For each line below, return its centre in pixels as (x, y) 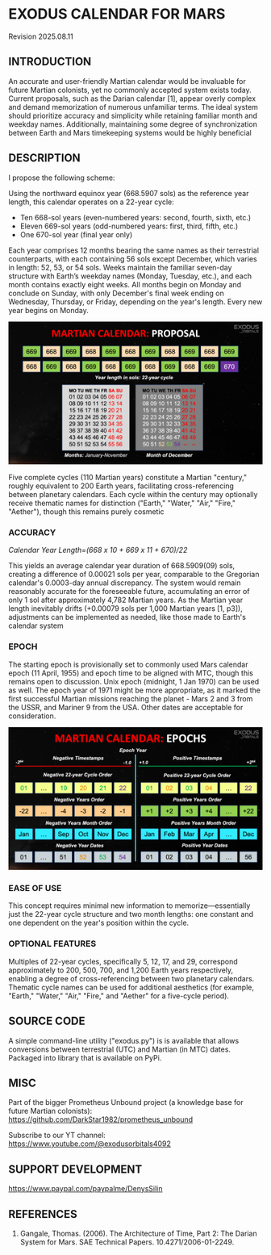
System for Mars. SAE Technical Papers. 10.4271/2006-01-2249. (127, 1242)
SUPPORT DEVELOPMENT (75, 1169)
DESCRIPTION (44, 158)
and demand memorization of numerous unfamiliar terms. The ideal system (133, 107)
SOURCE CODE (47, 1021)
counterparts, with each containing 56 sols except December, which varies (133, 258)
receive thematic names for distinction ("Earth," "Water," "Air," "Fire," (122, 503)
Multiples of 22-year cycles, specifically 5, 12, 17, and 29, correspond (123, 961)
